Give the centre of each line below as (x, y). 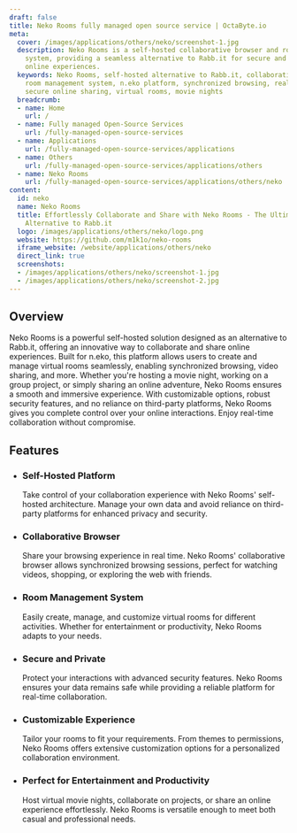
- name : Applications (57, 141)
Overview (37, 316)
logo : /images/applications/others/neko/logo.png (110, 231)
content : (25, 190)
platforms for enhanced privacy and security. (126, 513)
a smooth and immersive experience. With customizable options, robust (140, 394)
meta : (19, 34)
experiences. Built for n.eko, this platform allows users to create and (133, 357)
